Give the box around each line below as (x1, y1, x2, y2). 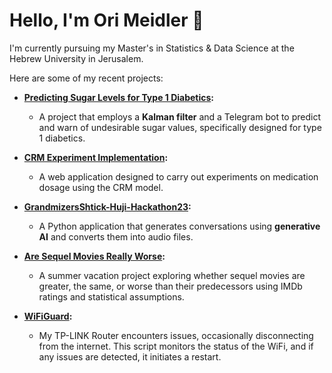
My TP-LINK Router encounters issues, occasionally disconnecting (38, 329, 314, 341)
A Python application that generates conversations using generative (38, 220, 321, 232)
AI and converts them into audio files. (38, 230, 194, 243)
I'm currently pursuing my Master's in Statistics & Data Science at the (9, 42, 295, 54)
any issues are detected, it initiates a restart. (38, 350, 222, 363)
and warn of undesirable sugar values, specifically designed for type (38, 121, 322, 133)
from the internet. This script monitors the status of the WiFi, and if (38, 340, 314, 352)
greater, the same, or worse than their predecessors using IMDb (38, 280, 303, 292)
